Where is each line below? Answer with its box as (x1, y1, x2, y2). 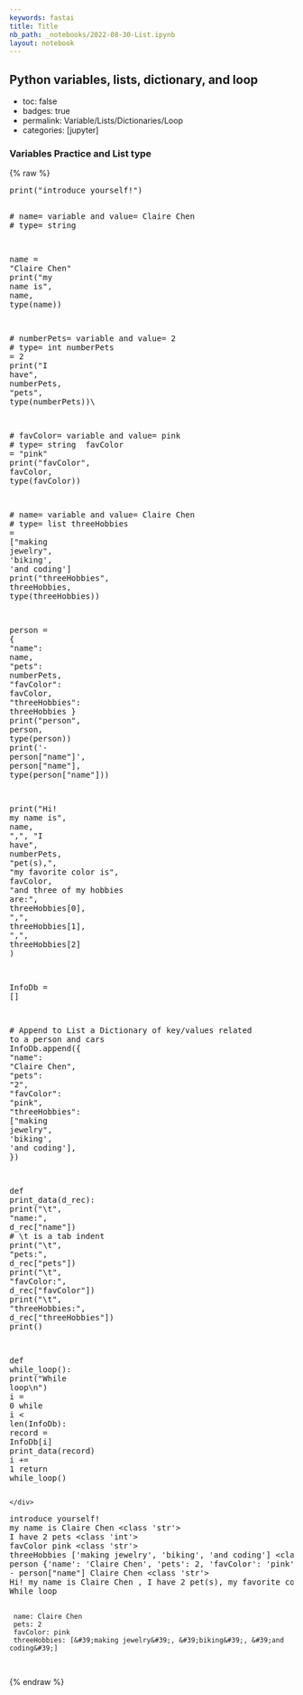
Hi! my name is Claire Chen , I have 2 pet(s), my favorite (9, 1577, 281, 1587)
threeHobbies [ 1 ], (9, 922, 86, 932)
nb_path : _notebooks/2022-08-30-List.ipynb (9, 30, 176, 39)
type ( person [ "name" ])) (9, 770, 110, 781)
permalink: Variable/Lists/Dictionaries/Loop (22, 115, 183, 127)
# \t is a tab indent (9, 1231, 106, 1242)
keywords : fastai (9, 13, 75, 23)
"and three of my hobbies (9, 885, 124, 895)
